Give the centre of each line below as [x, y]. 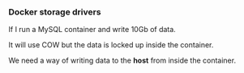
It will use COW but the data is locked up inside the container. [111, 45]
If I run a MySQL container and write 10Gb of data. [92, 30]
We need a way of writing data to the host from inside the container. [122, 61]
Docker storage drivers [55, 12]
